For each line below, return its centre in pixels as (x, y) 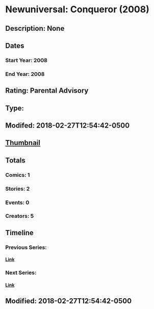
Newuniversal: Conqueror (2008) (77, 9)
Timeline (20, 232)
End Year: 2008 (25, 74)
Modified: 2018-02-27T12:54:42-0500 (68, 301)
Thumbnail (23, 143)
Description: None (35, 28)
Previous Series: (26, 247)
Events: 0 (17, 202)
